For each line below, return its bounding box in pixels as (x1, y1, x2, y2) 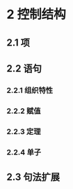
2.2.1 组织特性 (6, 85, 54, 95)
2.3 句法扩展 (6, 171, 60, 183)
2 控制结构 (6, 6, 67, 22)
